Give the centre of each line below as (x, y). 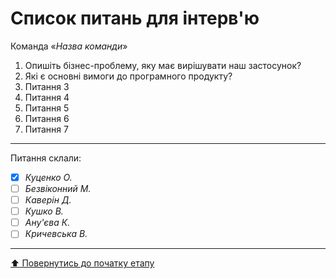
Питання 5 (47, 108)
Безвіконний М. (58, 188)
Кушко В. (44, 211)
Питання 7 (46, 129)
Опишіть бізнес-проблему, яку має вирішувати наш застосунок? (163, 65)
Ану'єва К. (47, 223)
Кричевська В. (56, 234)
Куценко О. (48, 177)
